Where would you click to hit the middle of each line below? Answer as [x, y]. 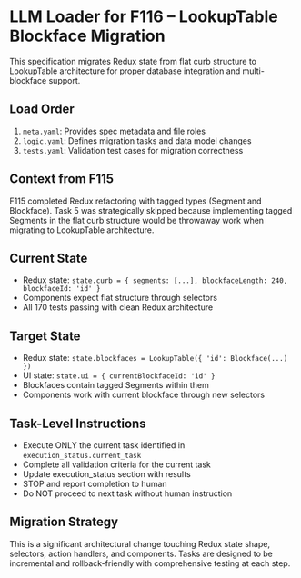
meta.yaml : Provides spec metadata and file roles [114, 131]
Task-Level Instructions [78, 423]
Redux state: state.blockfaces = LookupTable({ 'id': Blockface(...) [155, 358]
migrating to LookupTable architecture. [82, 230]
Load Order [42, 110]
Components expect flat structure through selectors [120, 298]
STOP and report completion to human [95, 484]
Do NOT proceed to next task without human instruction [127, 493]
